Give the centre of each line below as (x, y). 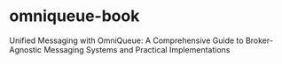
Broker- (259, 40)
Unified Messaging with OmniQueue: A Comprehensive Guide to (126, 40)
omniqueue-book (74, 16)
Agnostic (26, 49)
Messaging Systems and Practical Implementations (137, 49)
